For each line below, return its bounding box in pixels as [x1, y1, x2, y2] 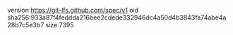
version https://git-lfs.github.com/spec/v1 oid [7, 6, 139, 14]
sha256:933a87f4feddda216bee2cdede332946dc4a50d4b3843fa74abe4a [7, 13, 227, 22]
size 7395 [45, 21, 74, 29]
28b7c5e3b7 [7, 21, 44, 29]
